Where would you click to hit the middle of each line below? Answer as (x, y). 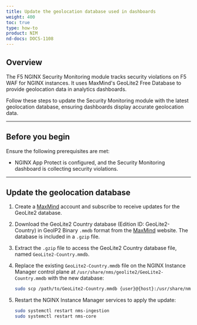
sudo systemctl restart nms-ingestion (62, 311)
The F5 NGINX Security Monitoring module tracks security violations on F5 (96, 76)
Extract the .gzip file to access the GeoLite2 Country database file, (96, 248)
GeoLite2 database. (38, 213)
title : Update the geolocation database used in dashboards (81, 11)
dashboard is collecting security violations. (66, 168)
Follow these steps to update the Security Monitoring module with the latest (97, 100)
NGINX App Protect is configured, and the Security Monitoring (90, 162)
